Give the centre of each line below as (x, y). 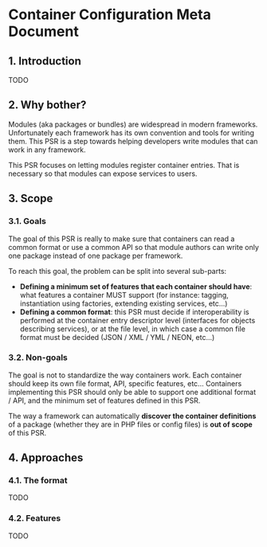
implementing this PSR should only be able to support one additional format (132, 392)
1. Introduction (45, 61)
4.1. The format (38, 481)
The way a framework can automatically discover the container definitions (132, 416)
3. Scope (31, 199)
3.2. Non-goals (38, 358)
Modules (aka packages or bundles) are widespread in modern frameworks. (133, 124)
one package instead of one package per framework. (96, 256)
